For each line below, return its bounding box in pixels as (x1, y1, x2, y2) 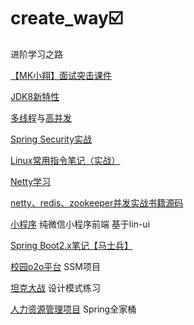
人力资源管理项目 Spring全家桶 (10, 303, 137, 315)
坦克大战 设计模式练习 (10, 281, 101, 294)
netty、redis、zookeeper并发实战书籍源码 (10, 196, 184, 209)
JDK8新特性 (10, 90, 60, 102)
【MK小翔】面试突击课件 (10, 69, 113, 81)
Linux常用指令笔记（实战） (10, 154, 121, 166)
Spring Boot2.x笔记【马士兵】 (10, 239, 133, 251)
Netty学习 (10, 175, 52, 187)
